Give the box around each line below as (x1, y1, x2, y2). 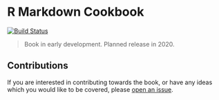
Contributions (7, 60, 68, 72)
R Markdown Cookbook (7, 4, 144, 20)
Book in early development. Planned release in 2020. (23, 40, 175, 48)
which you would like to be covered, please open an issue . (7, 85, 174, 93)
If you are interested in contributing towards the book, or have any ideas (7, 78, 213, 86)
